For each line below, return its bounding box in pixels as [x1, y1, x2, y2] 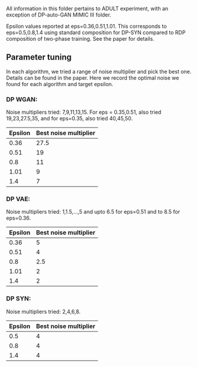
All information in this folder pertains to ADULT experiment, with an [6, 5, 169, 12]
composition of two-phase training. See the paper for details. [6, 35, 155, 42]
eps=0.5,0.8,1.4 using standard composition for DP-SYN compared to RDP [6, 29, 186, 36]
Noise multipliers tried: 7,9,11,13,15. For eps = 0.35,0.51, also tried [6, 109, 162, 116]
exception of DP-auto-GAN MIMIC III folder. [6, 11, 111, 18]
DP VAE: [6, 195, 31, 203]
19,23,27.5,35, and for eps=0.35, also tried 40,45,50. [6, 115, 133, 122]
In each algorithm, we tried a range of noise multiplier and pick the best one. [6, 68, 192, 75]
